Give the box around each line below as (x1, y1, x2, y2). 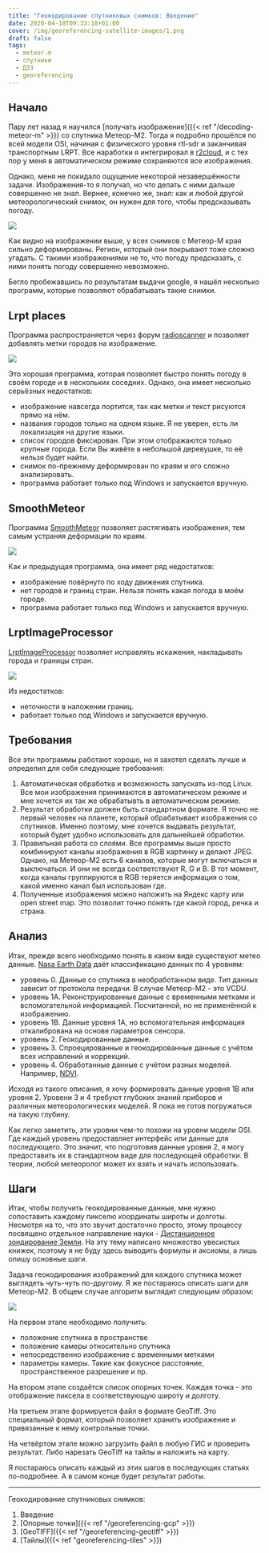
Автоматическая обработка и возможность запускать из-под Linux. (19, 778, 254, 789)
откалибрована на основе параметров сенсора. (19, 1025, 186, 1035)
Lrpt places (8, 309, 66, 323)
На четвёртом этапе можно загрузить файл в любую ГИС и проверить (8, 1439, 251, 1449)
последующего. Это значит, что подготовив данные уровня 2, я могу (8, 1142, 245, 1151)
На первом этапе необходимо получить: (8, 1318, 148, 1327)
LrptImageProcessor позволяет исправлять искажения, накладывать (8, 647, 243, 656)
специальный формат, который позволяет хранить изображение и (8, 1415, 236, 1425)
